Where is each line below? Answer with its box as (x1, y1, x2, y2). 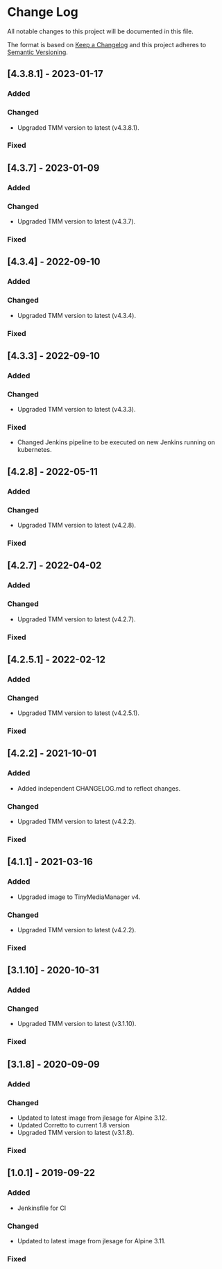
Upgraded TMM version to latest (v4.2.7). (17, 615, 136, 623)
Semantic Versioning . (7, 48, 68, 56)
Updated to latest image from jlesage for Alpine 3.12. (17, 1113, 167, 1122)
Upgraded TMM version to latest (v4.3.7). (17, 217, 136, 226)
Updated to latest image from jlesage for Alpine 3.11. (17, 1236, 166, 1245)
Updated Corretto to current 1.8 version (17, 1120, 130, 1129)
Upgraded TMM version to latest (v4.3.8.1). (17, 123, 140, 132)
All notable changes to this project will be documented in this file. (7, 27, 194, 35)
